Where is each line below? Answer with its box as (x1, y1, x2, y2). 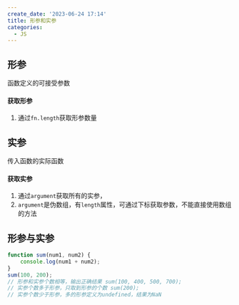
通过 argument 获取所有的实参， (17, 192, 107, 200)
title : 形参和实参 (7, 17, 57, 24)
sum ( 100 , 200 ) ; (7, 272, 53, 279)
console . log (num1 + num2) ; (20, 258, 101, 265)
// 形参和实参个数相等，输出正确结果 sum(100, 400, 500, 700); (7, 278, 182, 285)
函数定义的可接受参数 (7, 79, 70, 88)
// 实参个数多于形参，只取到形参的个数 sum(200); (7, 284, 140, 292)
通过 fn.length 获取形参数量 (17, 113, 98, 122)
